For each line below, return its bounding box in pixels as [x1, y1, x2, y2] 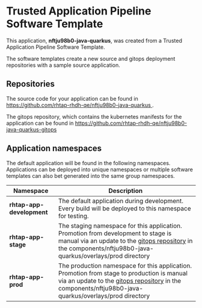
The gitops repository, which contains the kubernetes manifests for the [6, 113, 182, 120]
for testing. [58, 212, 89, 220]
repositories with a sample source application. [6, 61, 120, 69]
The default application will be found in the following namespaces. [6, 159, 171, 166]
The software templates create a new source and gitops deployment [6, 55, 176, 62]
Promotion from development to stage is [58, 229, 172, 237]
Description [108, 186, 143, 195]
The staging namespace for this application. [58, 221, 182, 230]
